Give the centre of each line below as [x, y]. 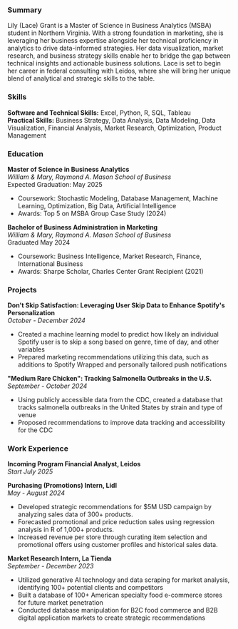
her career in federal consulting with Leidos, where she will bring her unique [119, 71]
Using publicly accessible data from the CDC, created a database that [120, 400]
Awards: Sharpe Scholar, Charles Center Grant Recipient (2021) [111, 271]
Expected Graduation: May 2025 [55, 184]
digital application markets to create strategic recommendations [111, 618]
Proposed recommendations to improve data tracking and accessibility [121, 423]
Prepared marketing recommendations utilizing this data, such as [113, 357]
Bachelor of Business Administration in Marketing [83, 227]
